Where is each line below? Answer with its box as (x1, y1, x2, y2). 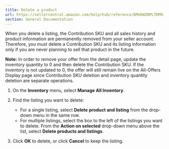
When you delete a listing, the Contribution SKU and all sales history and (5, 31, 155, 37)
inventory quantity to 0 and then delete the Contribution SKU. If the (5, 61, 144, 68)
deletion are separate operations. (5, 78, 74, 84)
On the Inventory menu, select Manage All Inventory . (12, 88, 125, 94)
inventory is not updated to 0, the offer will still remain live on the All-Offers (5, 67, 161, 73)
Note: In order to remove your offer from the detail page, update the (5, 56, 146, 62)
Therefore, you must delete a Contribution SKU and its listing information (5, 41, 156, 47)
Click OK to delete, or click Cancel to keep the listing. (12, 138, 124, 144)
